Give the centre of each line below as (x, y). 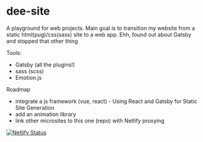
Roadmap (18, 89)
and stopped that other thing (42, 41)
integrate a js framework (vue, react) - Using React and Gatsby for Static (106, 101)
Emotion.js (28, 77)
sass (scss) (30, 71)
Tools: (14, 52)
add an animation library (45, 114)
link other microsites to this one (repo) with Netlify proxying (90, 121)
